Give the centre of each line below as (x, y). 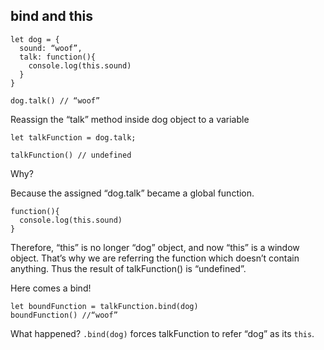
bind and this (51, 16)
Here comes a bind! (51, 288)
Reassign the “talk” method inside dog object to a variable (130, 119)
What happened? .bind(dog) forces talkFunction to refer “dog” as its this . (162, 333)
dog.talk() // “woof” (55, 100)
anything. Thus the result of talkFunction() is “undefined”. (128, 268)
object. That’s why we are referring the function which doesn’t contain (155, 258)
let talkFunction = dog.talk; (73, 137)
